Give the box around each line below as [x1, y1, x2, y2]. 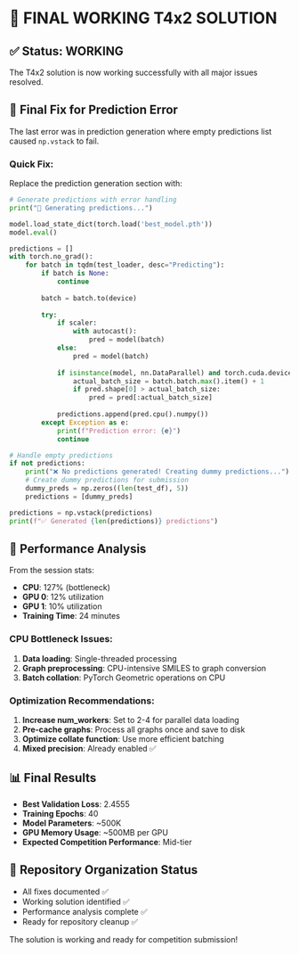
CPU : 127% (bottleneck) [21, 582, 111, 593]
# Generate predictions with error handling [9, 195, 177, 204]
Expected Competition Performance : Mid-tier [21, 836, 193, 847]
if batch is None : [41, 269, 109, 278]
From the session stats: [9, 565, 95, 576]
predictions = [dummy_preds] [25, 492, 133, 501]
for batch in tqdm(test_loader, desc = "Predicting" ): [25, 260, 225, 270]
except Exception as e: [41, 418, 129, 427]
